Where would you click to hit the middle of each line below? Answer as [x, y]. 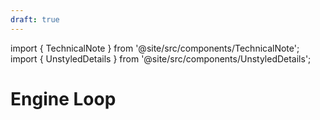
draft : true [35, 19]
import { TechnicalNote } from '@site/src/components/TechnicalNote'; [155, 48]
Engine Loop [63, 98]
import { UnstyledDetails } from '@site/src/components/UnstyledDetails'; [161, 58]
